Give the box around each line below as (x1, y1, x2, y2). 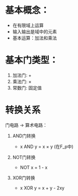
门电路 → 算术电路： (5, 122, 48, 128)
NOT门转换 (12, 154, 36, 160)
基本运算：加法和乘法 (12, 35, 57, 41)
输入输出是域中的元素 (12, 28, 57, 34)
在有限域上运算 (12, 22, 44, 28)
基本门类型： (5, 55, 59, 66)
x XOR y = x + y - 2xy (20, 185, 64, 191)
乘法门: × (12, 78, 32, 84)
